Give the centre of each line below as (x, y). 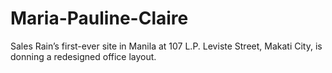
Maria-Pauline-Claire (99, 18)
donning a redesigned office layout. (83, 56)
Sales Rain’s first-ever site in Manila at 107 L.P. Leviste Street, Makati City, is (166, 46)
